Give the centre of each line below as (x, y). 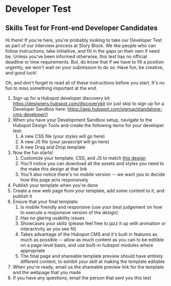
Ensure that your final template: (46, 201)
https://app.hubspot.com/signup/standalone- (115, 109)
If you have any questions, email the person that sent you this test (82, 278)
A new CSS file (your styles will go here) (63, 136)
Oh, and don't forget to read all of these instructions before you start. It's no (85, 83)
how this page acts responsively (54, 180)
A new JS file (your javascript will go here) (65, 142)
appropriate (32, 251)
